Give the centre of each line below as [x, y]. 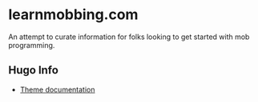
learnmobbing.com [73, 15]
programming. [32, 45]
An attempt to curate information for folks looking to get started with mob [129, 37]
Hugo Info [33, 71]
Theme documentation [57, 89]
